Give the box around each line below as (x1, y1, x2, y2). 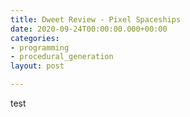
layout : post (10, 61, 65, 71)
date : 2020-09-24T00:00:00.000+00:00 (10, 24, 168, 34)
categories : (10, 33, 60, 43)
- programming (10, 42, 70, 53)
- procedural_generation (10, 52, 114, 62)
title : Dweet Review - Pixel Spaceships (10, 14, 182, 25)
